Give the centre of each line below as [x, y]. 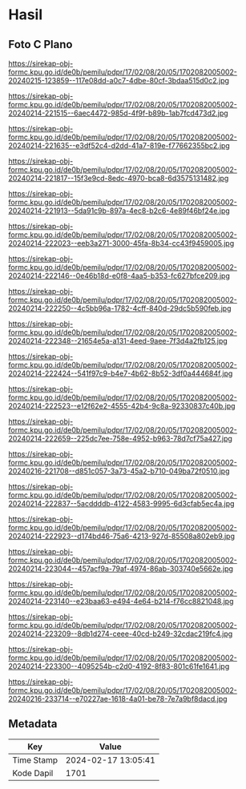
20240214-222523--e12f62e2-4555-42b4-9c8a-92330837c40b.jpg [122, 406]
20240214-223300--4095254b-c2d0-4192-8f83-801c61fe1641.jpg [119, 666]
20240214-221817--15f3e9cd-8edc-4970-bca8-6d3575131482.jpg [119, 178]
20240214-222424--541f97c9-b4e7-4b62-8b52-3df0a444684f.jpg [121, 373]
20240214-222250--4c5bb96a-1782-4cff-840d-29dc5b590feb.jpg [120, 308]
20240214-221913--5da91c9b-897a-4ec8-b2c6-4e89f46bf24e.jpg [119, 211]
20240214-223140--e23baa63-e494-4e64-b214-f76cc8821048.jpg [121, 601]
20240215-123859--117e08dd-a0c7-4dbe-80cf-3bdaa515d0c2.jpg [119, 81]
